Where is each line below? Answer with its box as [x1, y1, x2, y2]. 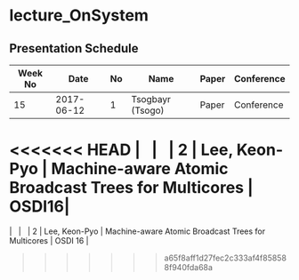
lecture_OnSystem [9, 5, 149, 26]
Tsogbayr [131, 93, 171, 105]
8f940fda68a [164, 261, 214, 272]
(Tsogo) [131, 104, 165, 116]
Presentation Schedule [9, 41, 139, 56]
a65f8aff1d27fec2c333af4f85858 [164, 252, 287, 263]
